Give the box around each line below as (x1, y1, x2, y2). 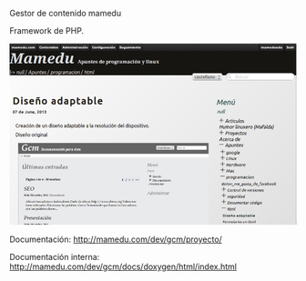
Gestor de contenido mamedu (9, 8, 121, 18)
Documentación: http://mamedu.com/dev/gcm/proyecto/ (9, 234, 223, 245)
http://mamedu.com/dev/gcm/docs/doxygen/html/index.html (9, 261, 237, 272)
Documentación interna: (9, 252, 100, 263)
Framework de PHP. (9, 25, 85, 35)
